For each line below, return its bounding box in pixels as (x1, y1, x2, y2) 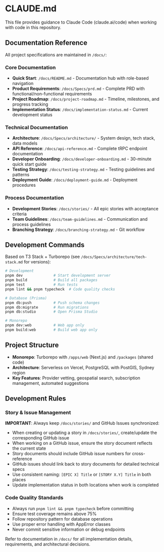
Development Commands (5, 241, 85, 249)
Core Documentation (5, 64, 56, 71)
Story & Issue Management (5, 409, 71, 416)
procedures (12, 182, 36, 188)
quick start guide (12, 161, 47, 167)
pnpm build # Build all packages (5, 278, 98, 283)
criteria (12, 211, 27, 217)
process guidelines (12, 221, 51, 227)
